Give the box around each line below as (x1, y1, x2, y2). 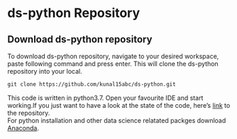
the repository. (7, 109, 50, 117)
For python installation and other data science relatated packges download (7, 116, 226, 125)
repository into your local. (7, 67, 83, 75)
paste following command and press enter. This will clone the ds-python (7, 60, 219, 68)
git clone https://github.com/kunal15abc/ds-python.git (7, 81, 176, 88)
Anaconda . (7, 123, 39, 132)
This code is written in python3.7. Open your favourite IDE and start (7, 94, 204, 102)
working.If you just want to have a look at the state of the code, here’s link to (7, 101, 231, 109)
